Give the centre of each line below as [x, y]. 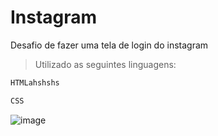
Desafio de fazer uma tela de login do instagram [109, 45]
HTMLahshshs [35, 82]
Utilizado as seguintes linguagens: [105, 64]
